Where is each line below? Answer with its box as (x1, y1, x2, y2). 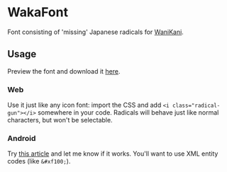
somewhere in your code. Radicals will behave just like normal (38, 108, 219, 117)
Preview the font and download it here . (7, 67, 121, 75)
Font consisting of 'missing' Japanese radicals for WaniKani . (7, 28, 184, 36)
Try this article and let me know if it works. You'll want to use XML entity (7, 149, 218, 158)
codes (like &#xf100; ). (7, 157, 71, 166)
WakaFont (7, 4, 69, 21)
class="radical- (172, 102, 221, 110)
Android (7, 133, 36, 143)
